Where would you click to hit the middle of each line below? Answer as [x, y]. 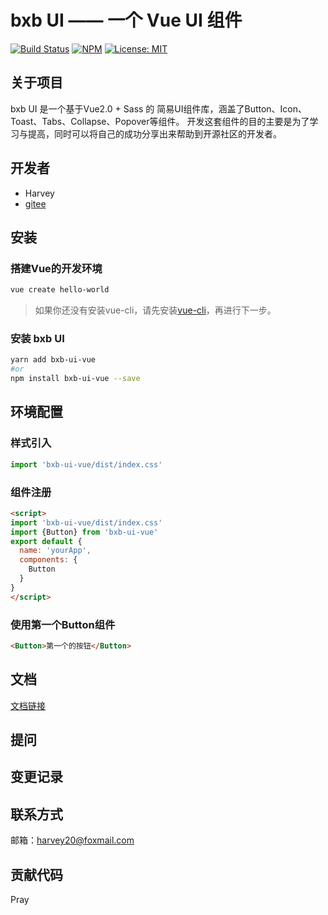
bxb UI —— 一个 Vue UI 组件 [126, 20]
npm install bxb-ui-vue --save [75, 379]
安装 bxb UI [37, 339]
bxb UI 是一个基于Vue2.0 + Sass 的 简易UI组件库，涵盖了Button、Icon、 [159, 108]
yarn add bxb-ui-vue [53, 360]
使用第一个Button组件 [63, 624]
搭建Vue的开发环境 [56, 268]
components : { [48, 560]
